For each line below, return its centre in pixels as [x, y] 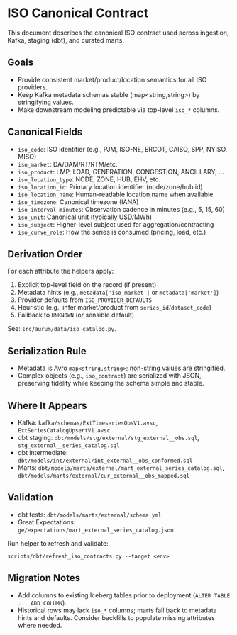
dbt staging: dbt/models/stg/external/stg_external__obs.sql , [109, 438]
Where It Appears [47, 405]
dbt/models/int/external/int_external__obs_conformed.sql [105, 461]
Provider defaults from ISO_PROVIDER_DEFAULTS [85, 300]
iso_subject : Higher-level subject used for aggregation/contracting [116, 224]
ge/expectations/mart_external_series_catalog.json [95, 530]
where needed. [40, 625]
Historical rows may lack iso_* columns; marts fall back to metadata [117, 610]
